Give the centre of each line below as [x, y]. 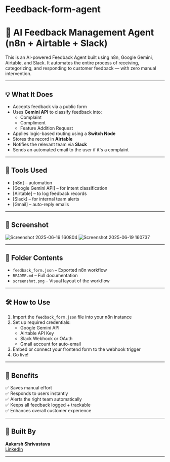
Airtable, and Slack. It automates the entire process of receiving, [72, 63]
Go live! [20, 355]
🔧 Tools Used [26, 170]
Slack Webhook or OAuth [46, 339]
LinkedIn [14, 449]
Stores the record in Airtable [42, 139]
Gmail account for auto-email [51, 344]
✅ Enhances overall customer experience [48, 410]
